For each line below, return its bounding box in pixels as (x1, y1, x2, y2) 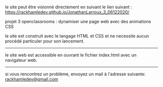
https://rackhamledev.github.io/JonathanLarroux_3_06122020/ (5, 9, 130, 15)
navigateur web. (5, 58, 37, 63)
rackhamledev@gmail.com (5, 76, 58, 82)
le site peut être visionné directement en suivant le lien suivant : (5, 4, 132, 10)
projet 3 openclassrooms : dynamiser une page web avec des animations (5, 19, 151, 24)
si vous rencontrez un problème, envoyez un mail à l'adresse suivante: (5, 71, 146, 77)
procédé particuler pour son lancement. (5, 38, 85, 44)
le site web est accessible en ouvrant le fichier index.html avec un (5, 52, 137, 58)
